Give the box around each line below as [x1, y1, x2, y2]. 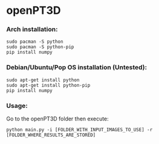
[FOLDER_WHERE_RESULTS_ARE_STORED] [6, 132, 96, 139]
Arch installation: [6, 25, 58, 34]
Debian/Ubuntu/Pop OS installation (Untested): [6, 63, 147, 72]
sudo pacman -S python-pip [6, 44, 74, 50]
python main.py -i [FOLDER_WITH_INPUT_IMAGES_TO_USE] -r [6, 127, 153, 133]
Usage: [6, 101, 28, 110]
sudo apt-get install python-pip [6, 82, 91, 88]
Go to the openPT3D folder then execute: [6, 115, 109, 122]
